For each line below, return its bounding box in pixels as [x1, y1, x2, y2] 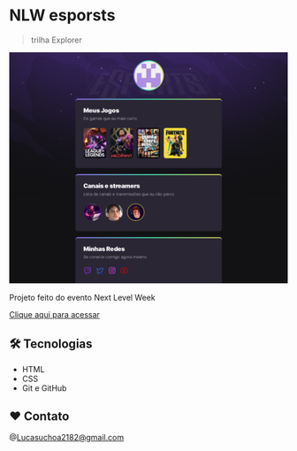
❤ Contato [9, 409, 70, 424]
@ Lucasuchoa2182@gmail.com [9, 432, 125, 442]
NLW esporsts [9, 5, 116, 26]
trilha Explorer [30, 34, 82, 45]
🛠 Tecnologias [9, 336, 93, 351]
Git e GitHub [21, 383, 67, 394]
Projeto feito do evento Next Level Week [9, 293, 156, 303]
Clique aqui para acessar [9, 310, 100, 320]
